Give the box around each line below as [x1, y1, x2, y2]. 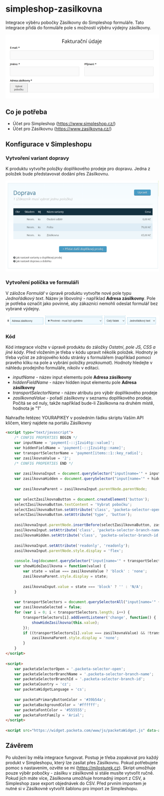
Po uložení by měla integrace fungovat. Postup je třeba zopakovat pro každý [5, 754, 159, 760]
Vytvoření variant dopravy [5, 154, 70, 161]
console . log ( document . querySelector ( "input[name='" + [14, 559, 126, 564]
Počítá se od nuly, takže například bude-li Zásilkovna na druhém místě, [12, 400, 155, 406]
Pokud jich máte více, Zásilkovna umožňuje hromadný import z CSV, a [5, 775, 146, 781]
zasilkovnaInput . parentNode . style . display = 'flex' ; [14, 548, 124, 553]
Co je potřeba [5, 108, 48, 116]
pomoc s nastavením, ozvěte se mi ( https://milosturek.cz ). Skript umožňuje [5, 765, 156, 771]
